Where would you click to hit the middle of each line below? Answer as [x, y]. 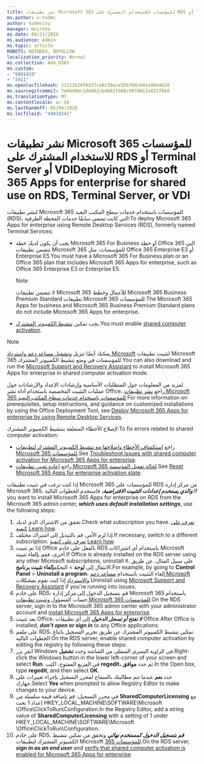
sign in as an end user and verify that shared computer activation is [100, 748]
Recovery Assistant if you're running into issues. [76, 587]
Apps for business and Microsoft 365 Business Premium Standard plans [105, 305]
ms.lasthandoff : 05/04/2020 [42, 108]
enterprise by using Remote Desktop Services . [65, 417]
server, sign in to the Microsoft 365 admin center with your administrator [106, 606]
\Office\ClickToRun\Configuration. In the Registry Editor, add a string [100, 709]
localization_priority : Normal [46, 57]
